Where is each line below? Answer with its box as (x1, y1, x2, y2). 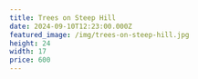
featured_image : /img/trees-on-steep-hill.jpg (9, 30, 190, 39)
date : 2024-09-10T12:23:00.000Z (9, 22, 132, 31)
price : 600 (9, 55, 51, 64)
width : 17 (9, 47, 47, 56)
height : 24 (9, 38, 51, 48)
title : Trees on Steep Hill (9, 13, 117, 23)
